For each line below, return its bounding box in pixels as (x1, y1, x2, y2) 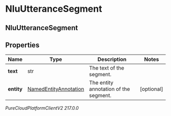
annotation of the (89, 85, 130, 92)
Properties (5, 40, 40, 49)
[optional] (139, 85, 163, 92)
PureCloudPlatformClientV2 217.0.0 (5, 105, 79, 111)
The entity (89, 79, 113, 86)
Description (97, 56, 127, 63)
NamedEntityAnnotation (27, 85, 84, 92)
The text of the (89, 64, 125, 72)
